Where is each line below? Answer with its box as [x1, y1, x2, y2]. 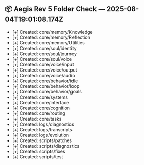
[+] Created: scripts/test [12, 153, 63, 160]
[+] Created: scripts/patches [12, 137, 73, 144]
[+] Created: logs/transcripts [12, 126, 73, 132]
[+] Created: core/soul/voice [12, 56, 73, 62]
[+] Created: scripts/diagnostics [12, 143, 80, 149]
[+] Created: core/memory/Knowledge [12, 29, 93, 35]
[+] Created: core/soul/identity [12, 45, 77, 51]
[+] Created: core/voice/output [12, 66, 77, 73]
